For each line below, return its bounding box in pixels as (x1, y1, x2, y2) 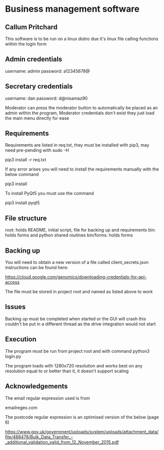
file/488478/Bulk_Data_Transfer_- (5, 434, 73, 440)
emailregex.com (5, 405, 38, 410)
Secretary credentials (5, 82, 73, 91)
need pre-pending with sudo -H (5, 148, 70, 153)
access (5, 279, 20, 285)
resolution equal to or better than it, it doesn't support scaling (5, 368, 129, 374)
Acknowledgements (5, 382, 68, 390)
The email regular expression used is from (5, 395, 90, 401)
